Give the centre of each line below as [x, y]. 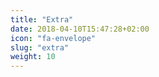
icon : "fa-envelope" [53, 38]
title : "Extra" [42, 19]
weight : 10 [33, 57]
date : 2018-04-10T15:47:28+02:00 [80, 29]
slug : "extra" [40, 47]
